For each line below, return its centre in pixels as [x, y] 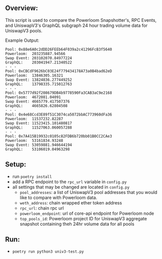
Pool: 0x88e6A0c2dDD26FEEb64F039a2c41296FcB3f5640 [59, 49]
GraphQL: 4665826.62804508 [37, 106]
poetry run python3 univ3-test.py [48, 252]
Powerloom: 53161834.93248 [34, 140]
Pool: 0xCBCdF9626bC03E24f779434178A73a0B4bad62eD [59, 71]
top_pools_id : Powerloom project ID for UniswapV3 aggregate [83, 218]
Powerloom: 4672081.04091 [33, 97]
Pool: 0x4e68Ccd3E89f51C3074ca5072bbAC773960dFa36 [59, 114]
